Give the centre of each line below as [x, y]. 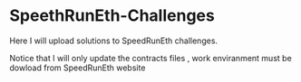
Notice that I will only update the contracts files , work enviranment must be [150, 58]
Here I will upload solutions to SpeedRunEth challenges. [114, 41]
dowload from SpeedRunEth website [78, 68]
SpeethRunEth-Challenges [112, 16]
